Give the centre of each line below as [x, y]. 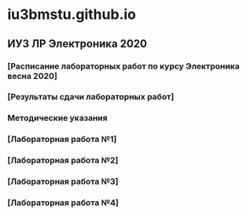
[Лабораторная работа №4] [63, 203]
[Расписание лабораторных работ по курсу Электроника [124, 66]
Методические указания [57, 118]
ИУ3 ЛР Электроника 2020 [77, 44]
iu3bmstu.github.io [72, 15]
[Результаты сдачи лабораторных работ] [91, 97]
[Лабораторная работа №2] [63, 161]
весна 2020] [33, 76]
